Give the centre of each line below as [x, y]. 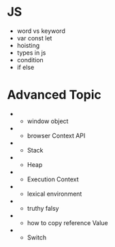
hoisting [28, 45]
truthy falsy [43, 208]
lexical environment [54, 194]
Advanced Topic [54, 95]
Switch [37, 237]
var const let [34, 38]
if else [26, 67]
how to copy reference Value [68, 222]
